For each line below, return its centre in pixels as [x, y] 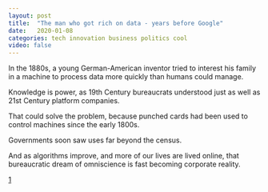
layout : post [30, 16]
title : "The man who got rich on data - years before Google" [116, 23]
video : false [30, 46]
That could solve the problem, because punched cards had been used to [128, 116]
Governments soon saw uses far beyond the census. [95, 140]
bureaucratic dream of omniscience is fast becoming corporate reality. [125, 164]
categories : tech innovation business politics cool [98, 38]
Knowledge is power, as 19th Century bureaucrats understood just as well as [134, 92]
